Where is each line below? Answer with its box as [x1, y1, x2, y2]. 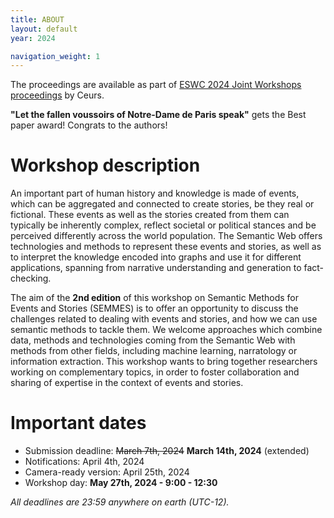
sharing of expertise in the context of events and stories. [10, 377, 244, 389]
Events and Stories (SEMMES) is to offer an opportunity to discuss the [10, 302, 299, 315]
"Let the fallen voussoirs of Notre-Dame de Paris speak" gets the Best [10, 109, 307, 121]
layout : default [10, 24, 78, 34]
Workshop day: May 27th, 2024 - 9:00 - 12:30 [24, 477, 218, 489]
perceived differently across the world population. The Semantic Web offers [10, 230, 323, 242]
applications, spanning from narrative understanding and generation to [10, 262, 302, 274]
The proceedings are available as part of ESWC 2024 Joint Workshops [10, 79, 302, 91]
